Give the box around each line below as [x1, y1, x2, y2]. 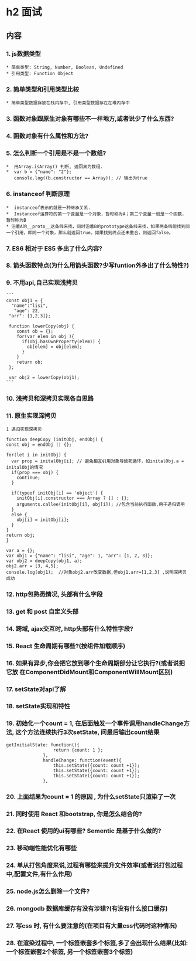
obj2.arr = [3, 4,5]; [6, 563, 59, 569]
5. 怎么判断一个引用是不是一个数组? [6, 149, 106, 157]
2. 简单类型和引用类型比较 [6, 85, 80, 93]
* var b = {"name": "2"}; [6, 169, 72, 175]
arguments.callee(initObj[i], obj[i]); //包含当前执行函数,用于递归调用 [16, 501, 185, 507]
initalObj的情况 [6, 464, 43, 470]
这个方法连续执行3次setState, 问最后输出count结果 [15, 728, 160, 736]
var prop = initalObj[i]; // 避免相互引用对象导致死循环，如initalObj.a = [11, 458, 184, 464]
